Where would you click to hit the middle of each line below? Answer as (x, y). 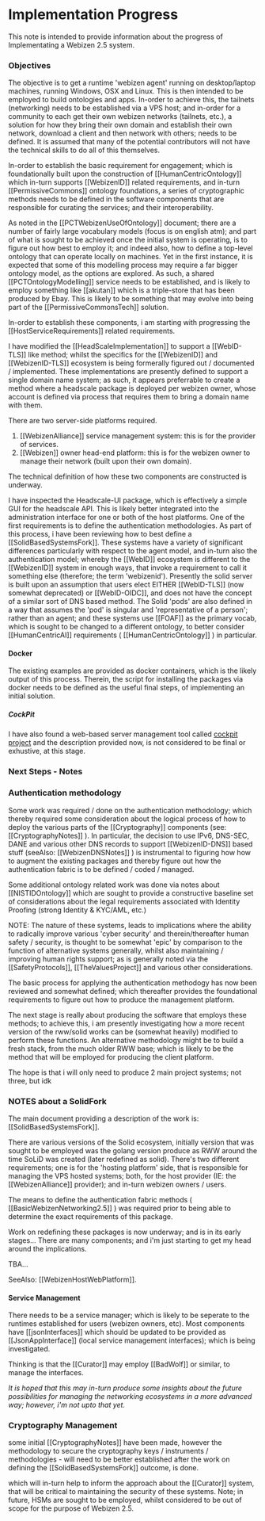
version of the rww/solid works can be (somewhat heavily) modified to (123, 1031)
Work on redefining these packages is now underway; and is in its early (125, 1232)
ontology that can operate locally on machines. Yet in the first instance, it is (131, 257)
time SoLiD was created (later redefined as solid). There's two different (124, 1159)
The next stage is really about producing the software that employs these (127, 1015)
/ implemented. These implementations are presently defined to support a (129, 372)
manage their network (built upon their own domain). (106, 461)
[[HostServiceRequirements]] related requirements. (92, 331)
